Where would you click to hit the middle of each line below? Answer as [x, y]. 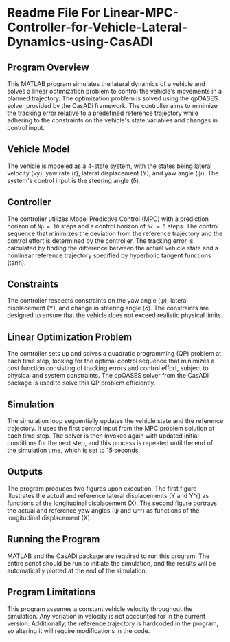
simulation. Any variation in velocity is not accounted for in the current [106, 616]
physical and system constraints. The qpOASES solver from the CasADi [108, 376]
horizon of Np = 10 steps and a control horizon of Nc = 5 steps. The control [113, 226]
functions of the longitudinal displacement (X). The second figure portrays [112, 503]
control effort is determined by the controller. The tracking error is [100, 240]
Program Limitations [51, 592]
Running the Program [54, 539]
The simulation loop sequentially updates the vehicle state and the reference [115, 421]
